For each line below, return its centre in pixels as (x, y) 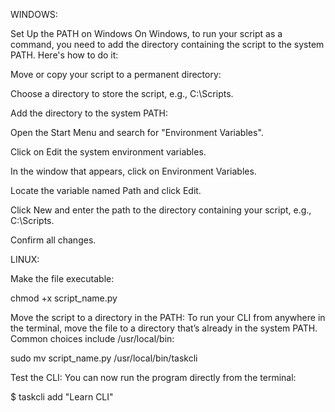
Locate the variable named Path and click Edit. (106, 190)
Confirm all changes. (53, 240)
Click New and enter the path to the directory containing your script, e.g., (161, 210)
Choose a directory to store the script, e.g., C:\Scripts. (122, 93)
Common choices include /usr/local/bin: (92, 338)
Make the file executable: (62, 278)
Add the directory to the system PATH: (89, 113)
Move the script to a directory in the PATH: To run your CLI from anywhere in (168, 317)
